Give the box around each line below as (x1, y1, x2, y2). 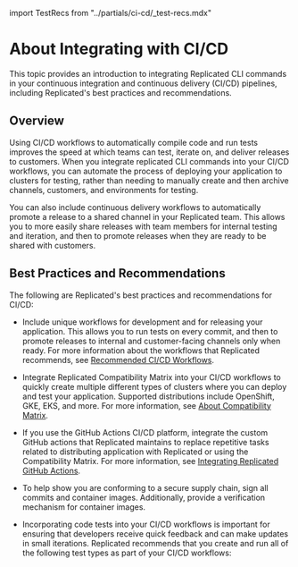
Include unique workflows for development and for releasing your (21, 317, 263, 327)
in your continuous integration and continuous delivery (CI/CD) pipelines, (9, 78, 278, 89)
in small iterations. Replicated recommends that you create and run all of (21, 537, 289, 548)
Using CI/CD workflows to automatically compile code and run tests (9, 137, 259, 148)
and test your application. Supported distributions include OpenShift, (21, 391, 275, 402)
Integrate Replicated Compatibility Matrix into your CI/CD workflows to (21, 371, 281, 383)
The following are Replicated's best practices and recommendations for (9, 290, 272, 300)
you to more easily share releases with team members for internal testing (9, 221, 278, 232)
